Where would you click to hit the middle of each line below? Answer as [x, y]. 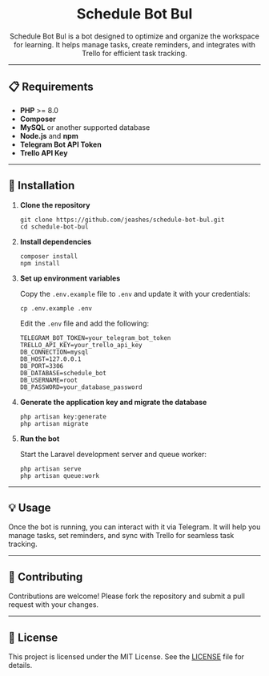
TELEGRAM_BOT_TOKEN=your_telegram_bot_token [95, 338]
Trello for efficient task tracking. [134, 53]
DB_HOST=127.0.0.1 [50, 359]
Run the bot [40, 439]
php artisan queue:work [60, 476]
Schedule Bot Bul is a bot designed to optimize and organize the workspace [134, 36]
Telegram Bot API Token [60, 144]
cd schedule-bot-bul [54, 227]
